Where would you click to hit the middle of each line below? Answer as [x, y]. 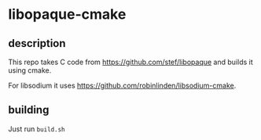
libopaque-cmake [67, 14]
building [29, 110]
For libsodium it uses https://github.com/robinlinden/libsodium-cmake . [122, 85]
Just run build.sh [37, 129]
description [37, 43]
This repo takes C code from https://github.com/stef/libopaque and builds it [130, 62]
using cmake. [30, 70]
